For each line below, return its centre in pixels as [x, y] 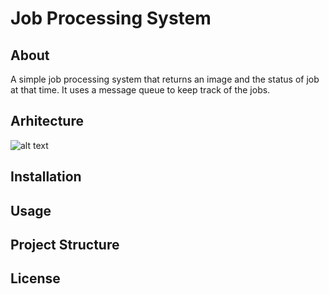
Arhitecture [47, 121]
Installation [46, 177]
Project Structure [65, 244]
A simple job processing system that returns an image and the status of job [165, 79]
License [35, 278]
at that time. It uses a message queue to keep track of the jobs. [140, 90]
